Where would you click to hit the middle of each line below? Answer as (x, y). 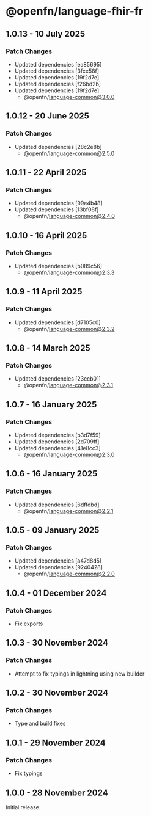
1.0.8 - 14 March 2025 (48, 348)
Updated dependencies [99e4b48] (59, 203)
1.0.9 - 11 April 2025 (44, 292)
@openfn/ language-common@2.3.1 (68, 385)
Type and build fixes (40, 723)
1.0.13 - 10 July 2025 (46, 34)
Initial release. (23, 807)
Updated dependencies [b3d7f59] (58, 435)
